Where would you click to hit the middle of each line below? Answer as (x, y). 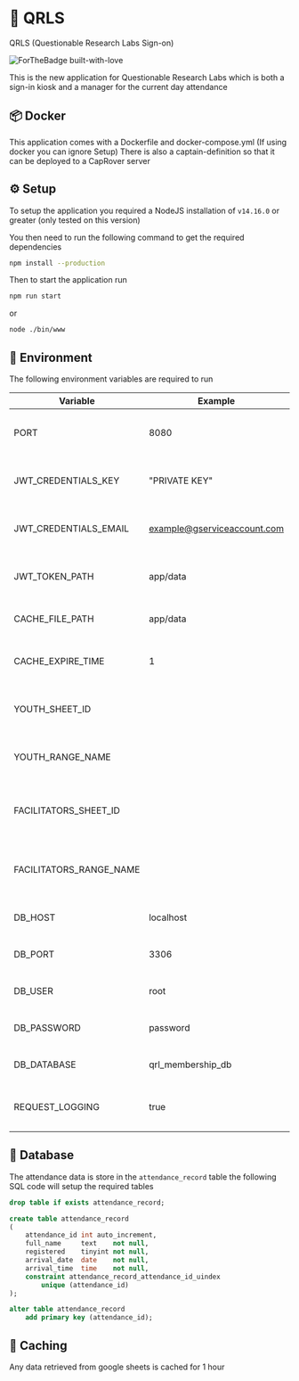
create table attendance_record (69, 1219)
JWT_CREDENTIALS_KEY (67, 481)
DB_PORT (34, 954)
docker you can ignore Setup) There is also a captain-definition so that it (142, 152)
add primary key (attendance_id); (89, 1318)
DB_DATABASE (45, 1065)
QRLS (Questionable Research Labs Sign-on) (92, 43)
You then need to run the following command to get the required (127, 237)
